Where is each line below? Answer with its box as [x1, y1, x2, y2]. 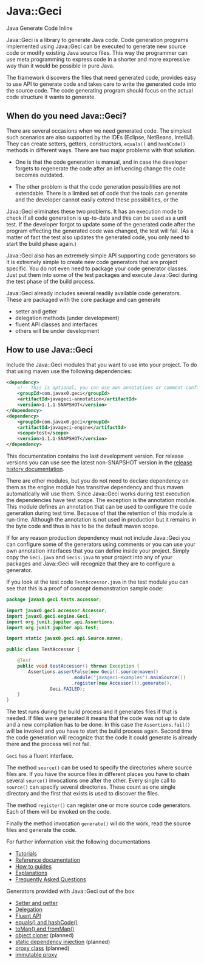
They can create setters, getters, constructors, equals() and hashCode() [6, 140, 186, 147]
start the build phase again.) [6, 240, 77, 247]
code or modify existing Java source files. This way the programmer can [6, 49, 188, 56]
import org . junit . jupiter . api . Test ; [6, 624, 99, 630]
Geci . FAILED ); [49, 686, 86, 692]
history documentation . [6, 466, 65, 473]
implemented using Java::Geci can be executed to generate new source [6, 43, 186, 50]
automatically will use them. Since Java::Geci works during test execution [6, 490, 190, 497]
